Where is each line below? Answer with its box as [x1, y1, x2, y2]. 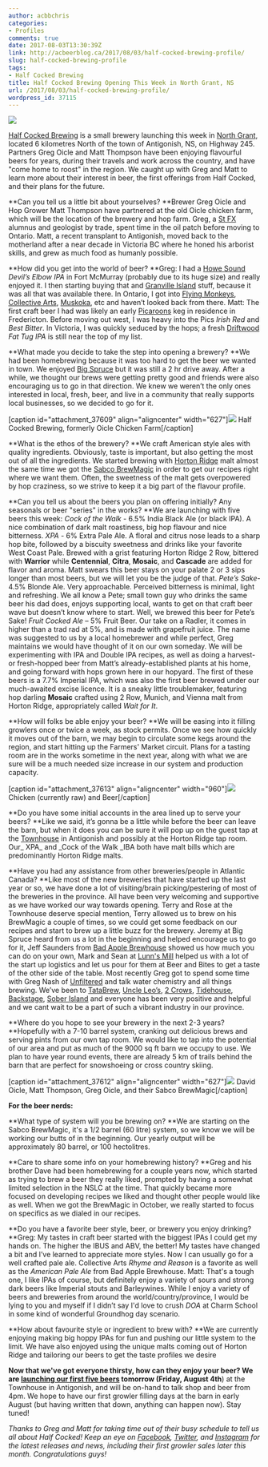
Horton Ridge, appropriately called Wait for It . [8, 701, 158, 711]
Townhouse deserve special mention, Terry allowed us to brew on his [8, 909, 238, 918]
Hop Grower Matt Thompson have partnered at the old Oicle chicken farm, [8, 206, 254, 215]
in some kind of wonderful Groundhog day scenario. [8, 1309, 181, 1319]
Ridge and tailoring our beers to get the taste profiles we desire [8, 1350, 217, 1360]
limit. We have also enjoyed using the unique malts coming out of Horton [8, 1342, 248, 1352]
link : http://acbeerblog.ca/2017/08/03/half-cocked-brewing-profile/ [8, 49, 246, 57]
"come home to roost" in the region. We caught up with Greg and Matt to [8, 165, 248, 175]
